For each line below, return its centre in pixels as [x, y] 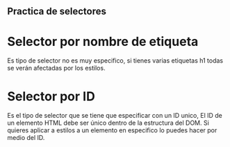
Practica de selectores [57, 11]
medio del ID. [26, 138]
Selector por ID [51, 96]
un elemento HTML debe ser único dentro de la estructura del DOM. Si [108, 123]
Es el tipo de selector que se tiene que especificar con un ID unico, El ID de [115, 116]
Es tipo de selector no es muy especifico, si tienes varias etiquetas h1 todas [115, 61]
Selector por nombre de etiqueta [103, 41]
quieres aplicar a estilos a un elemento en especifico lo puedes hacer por [112, 130]
